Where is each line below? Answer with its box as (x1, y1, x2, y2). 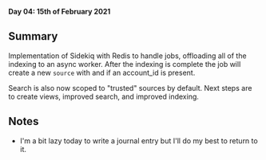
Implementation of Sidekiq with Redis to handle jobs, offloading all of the (8, 51, 247, 60)
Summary (8, 29, 58, 43)
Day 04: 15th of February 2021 (8, 7, 111, 16)
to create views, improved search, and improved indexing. (8, 92, 200, 101)
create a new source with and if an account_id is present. (8, 68, 196, 77)
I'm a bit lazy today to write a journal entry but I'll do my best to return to (19, 135, 258, 146)
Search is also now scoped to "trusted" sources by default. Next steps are (8, 83, 252, 92)
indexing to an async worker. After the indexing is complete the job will (8, 59, 241, 68)
